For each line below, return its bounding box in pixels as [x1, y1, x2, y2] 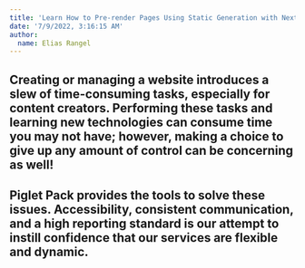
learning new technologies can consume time [9, 114, 273, 129]
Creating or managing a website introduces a [9, 72, 270, 87]
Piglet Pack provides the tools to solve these [9, 187, 266, 204]
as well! [9, 157, 54, 172]
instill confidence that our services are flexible [9, 230, 279, 245]
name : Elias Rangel [17, 38, 92, 48]
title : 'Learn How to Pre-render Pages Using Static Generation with [9, 13, 279, 23]
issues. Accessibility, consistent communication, [9, 202, 294, 217]
